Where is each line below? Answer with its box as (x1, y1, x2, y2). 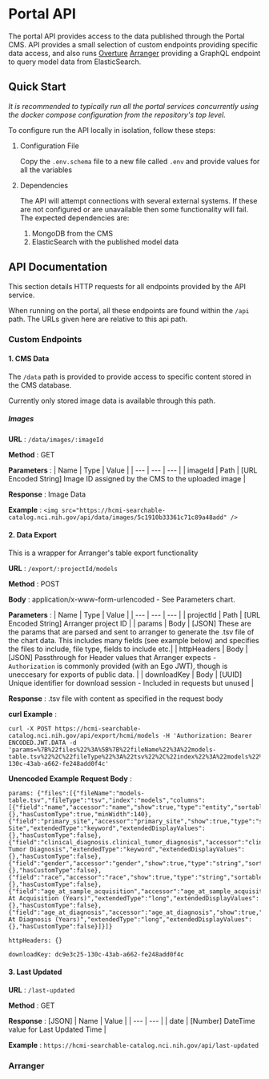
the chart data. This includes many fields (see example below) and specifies (8, 635, 259, 645)
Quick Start (8, 80, 66, 94)
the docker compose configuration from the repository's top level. (8, 110, 226, 119)
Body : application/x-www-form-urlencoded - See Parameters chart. (8, 594, 236, 604)
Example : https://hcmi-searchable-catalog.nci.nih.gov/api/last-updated (8, 1041, 259, 1050)
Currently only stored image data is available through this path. (8, 396, 216, 405)
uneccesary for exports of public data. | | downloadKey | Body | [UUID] (8, 670, 243, 679)
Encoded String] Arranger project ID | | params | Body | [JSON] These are (8, 618, 252, 628)
